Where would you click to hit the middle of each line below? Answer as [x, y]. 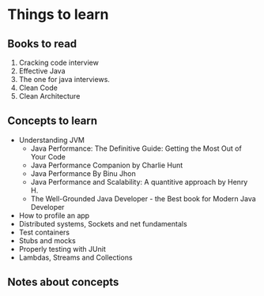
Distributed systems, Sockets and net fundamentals [103, 223]
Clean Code [38, 88]
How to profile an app [54, 215]
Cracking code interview [59, 62]
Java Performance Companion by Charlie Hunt [107, 165]
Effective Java [42, 71]
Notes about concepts [63, 282]
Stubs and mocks [47, 240]
